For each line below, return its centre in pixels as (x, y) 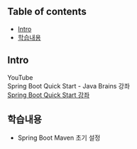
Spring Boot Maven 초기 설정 (59, 138)
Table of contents (47, 12)
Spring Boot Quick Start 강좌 (49, 95)
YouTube (20, 77)
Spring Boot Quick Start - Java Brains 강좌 (68, 86)
